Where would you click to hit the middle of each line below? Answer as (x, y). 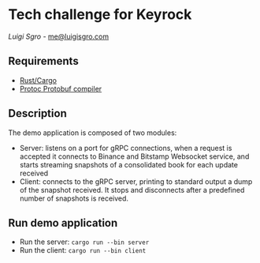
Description (37, 113)
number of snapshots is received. (74, 198)
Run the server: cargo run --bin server (84, 242)
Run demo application (63, 223)
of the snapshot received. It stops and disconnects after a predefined (132, 190)
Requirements (43, 61)
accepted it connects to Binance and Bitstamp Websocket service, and (134, 156)
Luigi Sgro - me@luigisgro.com (58, 36)
